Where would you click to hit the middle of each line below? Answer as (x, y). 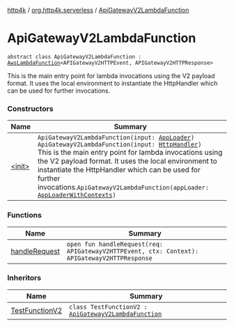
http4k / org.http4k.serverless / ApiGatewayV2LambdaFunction (98, 10)
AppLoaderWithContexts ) (77, 195)
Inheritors (24, 278)
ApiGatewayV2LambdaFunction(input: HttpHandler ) (119, 145)
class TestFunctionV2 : (108, 307)
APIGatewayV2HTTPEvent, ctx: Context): (133, 251)
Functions (24, 215)
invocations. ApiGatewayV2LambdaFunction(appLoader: (123, 188)
